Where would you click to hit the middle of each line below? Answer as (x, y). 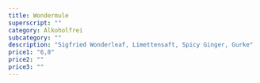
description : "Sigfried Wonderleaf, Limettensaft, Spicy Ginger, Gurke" (131, 45)
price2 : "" (26, 60)
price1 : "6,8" (32, 52)
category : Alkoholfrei (46, 30)
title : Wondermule (38, 15)
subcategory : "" (35, 38)
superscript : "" (35, 23)
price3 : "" (26, 67)
